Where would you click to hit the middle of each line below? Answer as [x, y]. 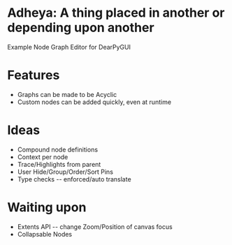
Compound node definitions [58, 149]
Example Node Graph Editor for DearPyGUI [69, 47]
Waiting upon [47, 207]
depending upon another [81, 28]
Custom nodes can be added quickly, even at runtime [94, 102]
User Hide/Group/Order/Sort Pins [65, 172]
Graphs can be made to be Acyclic [67, 94]
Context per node [43, 157]
